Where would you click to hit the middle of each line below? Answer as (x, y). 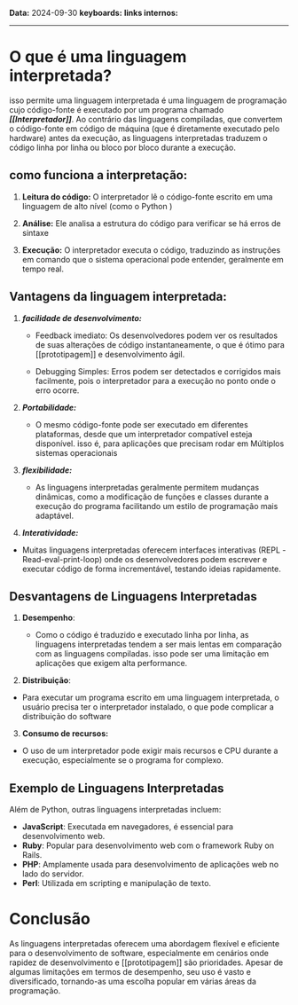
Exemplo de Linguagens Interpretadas (117, 788)
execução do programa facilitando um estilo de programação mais (157, 506)
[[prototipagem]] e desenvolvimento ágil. (110, 354)
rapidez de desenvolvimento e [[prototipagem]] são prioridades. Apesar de (146, 962)
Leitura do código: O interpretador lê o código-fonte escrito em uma (147, 196)
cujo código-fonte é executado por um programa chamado (117, 109)
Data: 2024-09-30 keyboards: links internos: (94, 13)
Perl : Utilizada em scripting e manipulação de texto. (116, 883)
